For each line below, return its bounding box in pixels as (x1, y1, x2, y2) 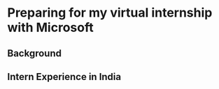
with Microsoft (7, 19, 94, 35)
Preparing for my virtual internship (7, 5, 213, 21)
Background (7, 47, 62, 59)
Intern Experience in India (7, 71, 121, 83)
